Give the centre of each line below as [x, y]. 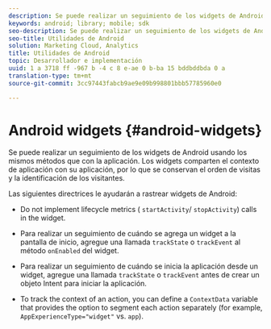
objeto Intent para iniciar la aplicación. [83, 284]
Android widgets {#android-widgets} [135, 130]
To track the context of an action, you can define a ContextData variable [139, 299]
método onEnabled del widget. [69, 251]
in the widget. [43, 218]
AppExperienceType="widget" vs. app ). [81, 316]
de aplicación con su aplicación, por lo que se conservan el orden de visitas [134, 169]
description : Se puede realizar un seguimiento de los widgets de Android [137, 16]
